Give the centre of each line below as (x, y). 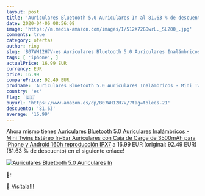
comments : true (26, 35)
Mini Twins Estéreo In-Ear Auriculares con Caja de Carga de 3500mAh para (101, 138)
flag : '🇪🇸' (21, 97)
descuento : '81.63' (31, 108)
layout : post (23, 12)
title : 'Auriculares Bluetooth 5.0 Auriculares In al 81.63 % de (91, 18)
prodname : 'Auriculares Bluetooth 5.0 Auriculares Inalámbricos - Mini (99, 86)
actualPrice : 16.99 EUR (37, 63)
